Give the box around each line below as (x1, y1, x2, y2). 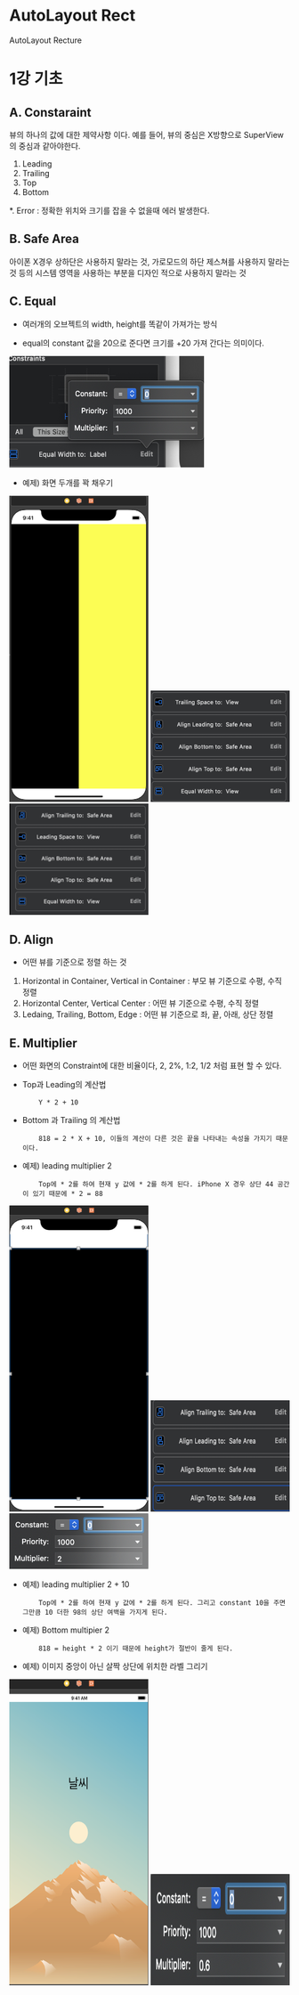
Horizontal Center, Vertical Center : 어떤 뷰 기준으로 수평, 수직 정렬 (21, 998, 260, 1009)
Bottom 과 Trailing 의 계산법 (21, 1115, 121, 1126)
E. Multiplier (9, 1035, 77, 1051)
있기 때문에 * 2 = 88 (32, 1190, 104, 1199)
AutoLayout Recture (9, 35, 83, 45)
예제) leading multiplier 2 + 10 (21, 1579, 130, 1590)
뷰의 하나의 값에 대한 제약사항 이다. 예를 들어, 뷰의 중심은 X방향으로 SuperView (9, 129, 285, 140)
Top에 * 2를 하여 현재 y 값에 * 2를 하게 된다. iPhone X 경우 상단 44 (38, 1180, 274, 1189)
